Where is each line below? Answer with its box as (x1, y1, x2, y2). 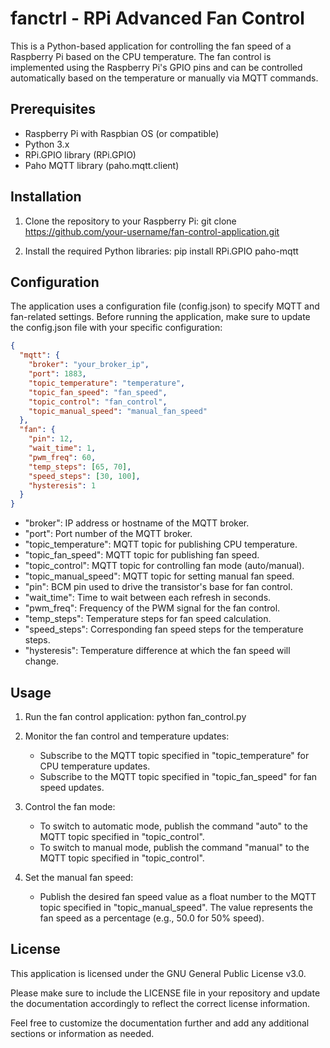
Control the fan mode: (24, 800, 116, 812)
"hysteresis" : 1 (28, 480, 97, 491)
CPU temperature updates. (39, 760, 151, 772)
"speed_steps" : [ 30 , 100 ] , (28, 471, 141, 481)
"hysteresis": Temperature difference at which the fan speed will (24, 645, 291, 657)
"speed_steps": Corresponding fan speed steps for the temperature (24, 623, 304, 636)
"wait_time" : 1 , (28, 443, 97, 453)
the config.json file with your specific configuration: (10, 322, 223, 334)
